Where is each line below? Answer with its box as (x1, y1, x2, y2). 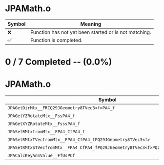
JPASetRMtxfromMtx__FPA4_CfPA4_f (7, 129, 85, 135)
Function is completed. (30, 37, 83, 43)
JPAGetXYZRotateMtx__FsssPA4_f (7, 121, 81, 127)
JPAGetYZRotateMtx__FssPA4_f (7, 113, 75, 119)
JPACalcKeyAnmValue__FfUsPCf (7, 153, 75, 159)
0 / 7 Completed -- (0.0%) (5, 57, 112, 67)
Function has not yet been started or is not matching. (30, 29, 151, 36)
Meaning (80, 21, 102, 27)
